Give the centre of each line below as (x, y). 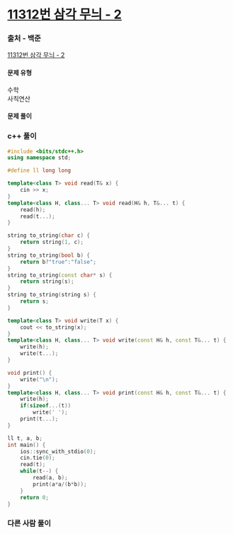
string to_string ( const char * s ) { (60, 275)
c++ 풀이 (22, 137)
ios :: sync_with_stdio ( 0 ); (58, 451)
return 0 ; (35, 497)
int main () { (27, 445)
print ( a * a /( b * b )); (60, 484)
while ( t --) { (39, 471)
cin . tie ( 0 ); (38, 458)
